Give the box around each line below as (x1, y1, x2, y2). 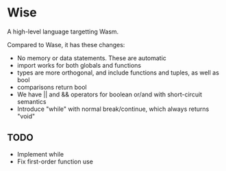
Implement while (16, 150, 64, 158)
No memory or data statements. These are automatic (16, 53, 166, 62)
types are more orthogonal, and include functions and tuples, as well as (16, 68, 219, 77)
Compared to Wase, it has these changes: (7, 40, 125, 49)
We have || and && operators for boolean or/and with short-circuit (16, 90, 203, 98)
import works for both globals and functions (16, 61, 142, 69)
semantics (16, 97, 47, 105)
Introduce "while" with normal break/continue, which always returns (16, 105, 210, 113)
